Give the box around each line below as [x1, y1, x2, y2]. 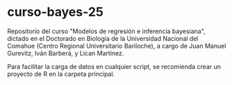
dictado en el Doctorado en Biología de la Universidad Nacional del [7, 34, 199, 42]
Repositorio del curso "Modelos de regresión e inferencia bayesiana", [7, 27, 206, 35]
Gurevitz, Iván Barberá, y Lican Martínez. [7, 49, 124, 57]
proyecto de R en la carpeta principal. [7, 70, 115, 78]
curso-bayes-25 [7, 4, 104, 20]
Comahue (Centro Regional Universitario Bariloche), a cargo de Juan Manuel [7, 41, 226, 50]
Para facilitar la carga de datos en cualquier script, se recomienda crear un [7, 62, 221, 70]
